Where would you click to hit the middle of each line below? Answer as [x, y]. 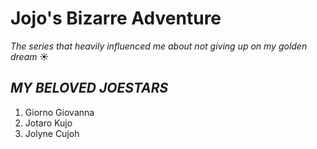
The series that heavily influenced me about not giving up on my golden [159, 46]
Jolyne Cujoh [52, 133]
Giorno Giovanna [59, 112]
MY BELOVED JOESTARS [89, 88]
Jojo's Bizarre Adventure [116, 18]
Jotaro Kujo [48, 123]
